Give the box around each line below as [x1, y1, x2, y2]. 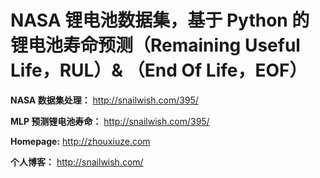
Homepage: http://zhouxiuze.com [10, 135, 151, 147]
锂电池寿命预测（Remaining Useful [10, 34, 301, 57]
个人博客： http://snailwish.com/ [10, 156, 144, 168]
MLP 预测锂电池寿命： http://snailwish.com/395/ [10, 115, 210, 127]
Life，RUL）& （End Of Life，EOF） [10, 59, 308, 82]
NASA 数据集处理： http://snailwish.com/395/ [10, 94, 199, 106]
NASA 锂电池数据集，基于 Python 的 [10, 9, 310, 32]
